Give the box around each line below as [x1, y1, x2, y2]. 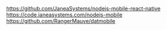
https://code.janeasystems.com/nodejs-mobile [6, 11, 122, 18]
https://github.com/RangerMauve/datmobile [6, 18, 116, 24]
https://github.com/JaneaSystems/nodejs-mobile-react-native [6, 5, 161, 12]
